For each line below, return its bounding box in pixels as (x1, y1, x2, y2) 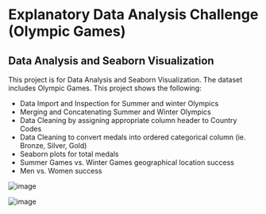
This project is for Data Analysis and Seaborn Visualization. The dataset (8, 75, 243, 84)
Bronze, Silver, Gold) (19, 141, 87, 150)
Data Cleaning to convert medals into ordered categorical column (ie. (19, 132, 246, 142)
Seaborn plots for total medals (19, 149, 119, 159)
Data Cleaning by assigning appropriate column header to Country (19, 116, 237, 124)
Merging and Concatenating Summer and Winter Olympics (19, 107, 212, 117)
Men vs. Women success (19, 166, 102, 175)
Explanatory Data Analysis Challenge (8, 6, 259, 24)
